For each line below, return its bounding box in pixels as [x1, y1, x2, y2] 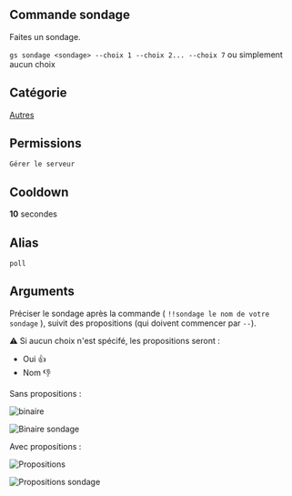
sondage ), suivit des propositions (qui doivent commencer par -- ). [9, 318, 257, 329]
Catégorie [9, 86, 67, 101]
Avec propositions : [9, 440, 82, 451]
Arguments [9, 284, 76, 299]
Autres [9, 109, 35, 120]
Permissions [9, 136, 82, 151]
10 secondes [9, 208, 57, 219]
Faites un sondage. [9, 31, 81, 42]
